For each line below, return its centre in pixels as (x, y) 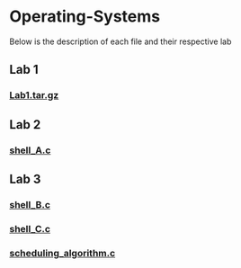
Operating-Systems (85, 17)
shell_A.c (30, 150)
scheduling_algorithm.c (62, 253)
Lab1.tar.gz (34, 95)
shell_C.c (30, 228)
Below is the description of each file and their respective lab (120, 41)
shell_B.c (30, 204)
